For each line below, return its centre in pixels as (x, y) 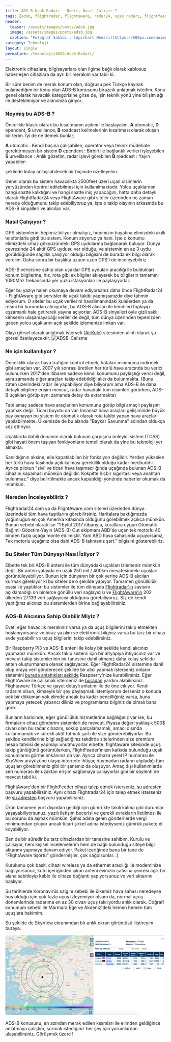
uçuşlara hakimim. (24, 913)
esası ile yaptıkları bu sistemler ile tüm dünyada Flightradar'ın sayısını (78, 587)
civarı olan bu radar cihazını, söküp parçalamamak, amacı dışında (74, 728)
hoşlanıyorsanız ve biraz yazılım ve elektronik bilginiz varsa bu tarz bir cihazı (85, 633)
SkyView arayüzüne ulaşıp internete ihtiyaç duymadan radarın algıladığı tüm (85, 761)
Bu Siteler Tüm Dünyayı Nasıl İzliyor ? (52, 554)
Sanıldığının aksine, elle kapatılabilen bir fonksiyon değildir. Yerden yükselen (85, 457)
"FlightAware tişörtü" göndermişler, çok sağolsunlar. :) (62, 856)
